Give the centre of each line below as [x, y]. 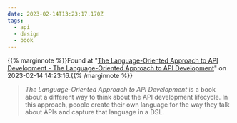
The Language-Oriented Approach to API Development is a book [120, 90]
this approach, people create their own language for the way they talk [127, 105]
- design [27, 34]
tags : [15, 21]
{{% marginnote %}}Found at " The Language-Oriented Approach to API [113, 60]
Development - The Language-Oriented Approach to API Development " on [117, 68]
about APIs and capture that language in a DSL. [94, 112]
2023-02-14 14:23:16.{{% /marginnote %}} [70, 76]
